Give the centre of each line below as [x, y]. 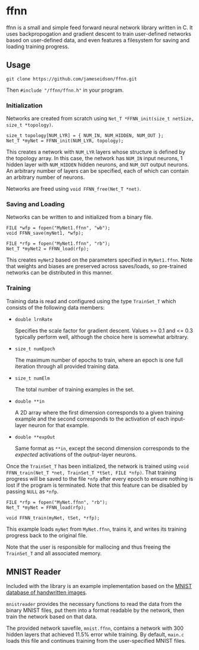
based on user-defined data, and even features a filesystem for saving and [98, 40]
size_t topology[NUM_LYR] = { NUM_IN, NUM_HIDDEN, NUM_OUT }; [85, 136]
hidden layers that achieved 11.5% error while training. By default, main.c [95, 635]
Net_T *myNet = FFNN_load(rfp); [46, 508]
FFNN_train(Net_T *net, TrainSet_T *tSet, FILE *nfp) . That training [91, 472]
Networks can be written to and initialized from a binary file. [80, 217]
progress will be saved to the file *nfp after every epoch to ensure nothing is [100, 478]
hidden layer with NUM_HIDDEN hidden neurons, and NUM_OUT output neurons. [98, 164]
